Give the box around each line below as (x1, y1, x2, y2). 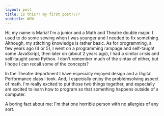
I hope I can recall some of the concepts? (5, 61, 89, 67)
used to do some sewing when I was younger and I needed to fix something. (5, 35, 160, 41)
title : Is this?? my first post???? (5, 12, 80, 17)
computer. (5, 91, 26, 97)
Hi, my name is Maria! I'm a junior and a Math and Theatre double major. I (5, 30, 153, 36)
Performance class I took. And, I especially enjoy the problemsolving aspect (5, 76, 159, 82)
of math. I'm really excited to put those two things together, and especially (5, 81, 155, 87)
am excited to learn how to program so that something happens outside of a (5, 87, 159, 92)
